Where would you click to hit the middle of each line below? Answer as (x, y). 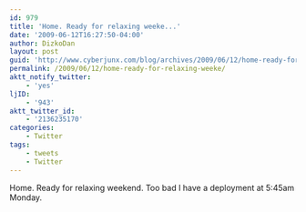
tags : (20, 145)
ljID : (20, 94)
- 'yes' (40, 86)
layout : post (34, 52)
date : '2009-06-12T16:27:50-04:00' (77, 35)
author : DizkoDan (42, 43)
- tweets (42, 153)
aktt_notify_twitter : (51, 77)
